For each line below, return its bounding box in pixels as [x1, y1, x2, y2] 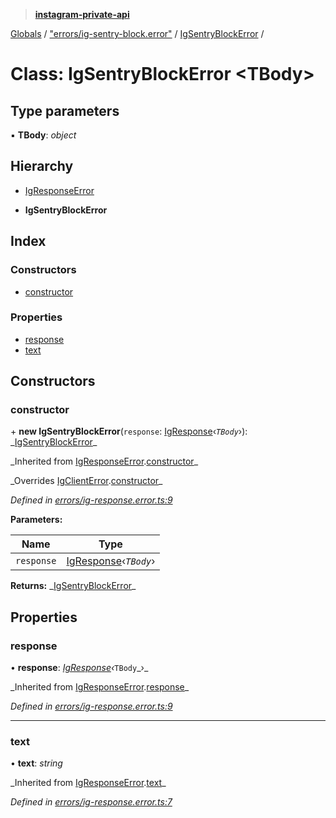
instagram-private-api [34, 9, 130, 20]
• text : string [10, 757, 63, 769]
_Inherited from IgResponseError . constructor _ [10, 455, 199, 468]
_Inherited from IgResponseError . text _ [10, 777, 167, 789]
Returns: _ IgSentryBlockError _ [10, 580, 137, 592]
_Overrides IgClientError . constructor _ [10, 475, 163, 487]
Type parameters [10, 102, 120, 119]
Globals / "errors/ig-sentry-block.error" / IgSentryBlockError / [10, 28, 265, 39]
